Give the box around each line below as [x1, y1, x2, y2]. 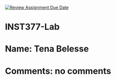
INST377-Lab [5, 22, 60, 32]
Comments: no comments [5, 66, 111, 77]
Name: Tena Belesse [5, 43, 89, 54]
